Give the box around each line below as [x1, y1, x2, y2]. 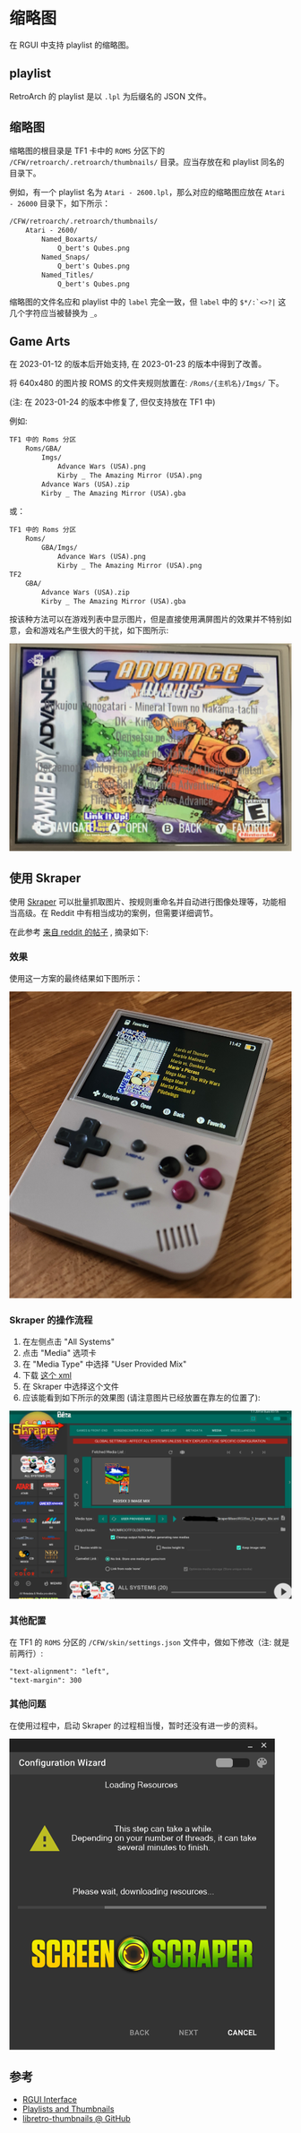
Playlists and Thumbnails [21, 2103, 115, 2114]
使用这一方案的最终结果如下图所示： [9, 972, 143, 983]
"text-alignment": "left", [9, 1666, 110, 1675]
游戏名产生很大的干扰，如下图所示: [39, 625, 169, 636]
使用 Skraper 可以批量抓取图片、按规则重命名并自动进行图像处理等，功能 [9, 896, 279, 907]
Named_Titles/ [41, 270, 94, 279]
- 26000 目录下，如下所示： [9, 198, 111, 209]
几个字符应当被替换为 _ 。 [9, 307, 103, 318]
